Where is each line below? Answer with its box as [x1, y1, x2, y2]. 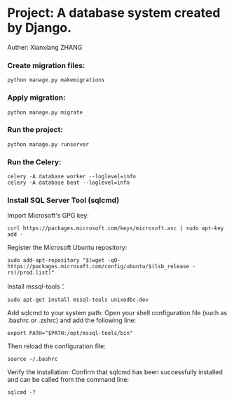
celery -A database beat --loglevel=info [7, 179, 130, 187]
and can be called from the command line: [7, 376, 130, 384]
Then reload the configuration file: [7, 342, 106, 350]
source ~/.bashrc [7, 356, 58, 363]
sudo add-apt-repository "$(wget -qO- [7, 257, 121, 264]
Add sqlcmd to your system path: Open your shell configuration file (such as [7, 309, 228, 317]
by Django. [7, 20, 72, 36]
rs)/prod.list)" [7, 269, 55, 277]
